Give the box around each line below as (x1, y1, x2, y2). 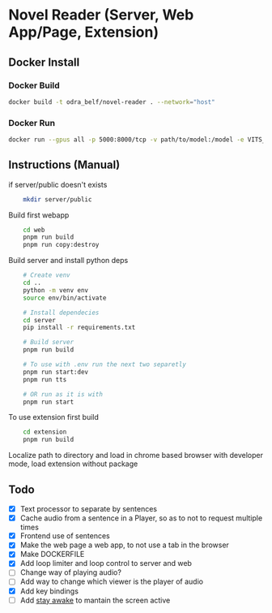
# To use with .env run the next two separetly (23, 360, 186, 369)
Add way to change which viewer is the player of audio (19, 576, 204, 586)
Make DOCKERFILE (19, 550, 85, 559)
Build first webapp (8, 209, 70, 220)
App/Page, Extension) (8, 23, 159, 41)
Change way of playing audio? (19, 568, 121, 577)
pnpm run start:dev (23, 368, 89, 376)
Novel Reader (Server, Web (8, 6, 194, 24)
